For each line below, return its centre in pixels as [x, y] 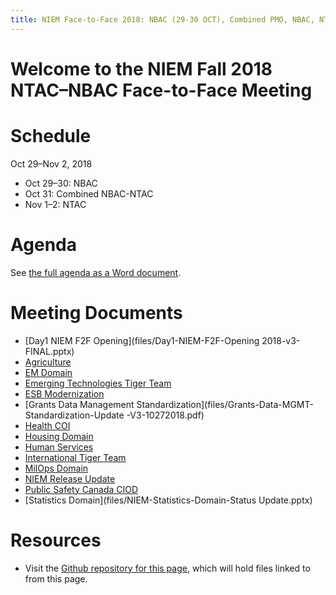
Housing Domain [59, 436]
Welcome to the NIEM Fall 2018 [141, 68]
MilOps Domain [56, 468]
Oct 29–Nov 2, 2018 [51, 163]
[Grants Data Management [79, 404]
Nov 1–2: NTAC [55, 204]
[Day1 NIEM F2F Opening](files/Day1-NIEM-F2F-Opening [142, 340]
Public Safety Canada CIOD [81, 489]
